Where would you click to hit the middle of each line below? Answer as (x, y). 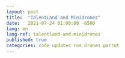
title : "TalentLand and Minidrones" (53, 18)
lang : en (17, 29)
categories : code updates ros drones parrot (63, 46)
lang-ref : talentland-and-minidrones (53, 34)
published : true (26, 40)
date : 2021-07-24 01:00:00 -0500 (51, 23)
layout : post (23, 12)
